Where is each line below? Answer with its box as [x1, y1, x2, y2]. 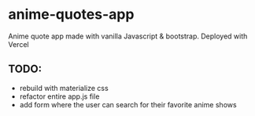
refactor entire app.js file [19, 92, 100, 101]
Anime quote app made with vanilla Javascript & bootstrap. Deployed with [8, 31, 248, 41]
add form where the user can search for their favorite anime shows [19, 100, 238, 109]
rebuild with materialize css [19, 83, 109, 92]
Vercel [8, 39, 29, 49]
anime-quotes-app [8, 5, 135, 24]
